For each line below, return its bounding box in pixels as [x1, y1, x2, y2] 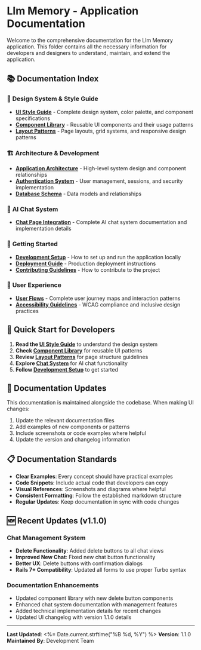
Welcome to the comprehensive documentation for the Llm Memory [7, 36, 174, 44]
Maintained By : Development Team [7, 637, 94, 645]
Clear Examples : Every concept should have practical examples [15, 473, 174, 480]
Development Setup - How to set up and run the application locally [15, 253, 181, 260]
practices [15, 307, 39, 314]
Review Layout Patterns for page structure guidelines [15, 353, 149, 360]
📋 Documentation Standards [7, 454, 117, 464]
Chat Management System [7, 534, 86, 542]
